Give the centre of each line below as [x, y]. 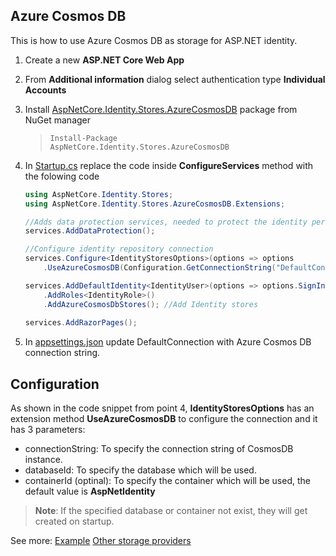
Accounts [45, 90]
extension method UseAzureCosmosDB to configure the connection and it [164, 419]
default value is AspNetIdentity [90, 491]
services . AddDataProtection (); [90, 231]
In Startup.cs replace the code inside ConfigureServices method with [169, 165]
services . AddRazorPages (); [81, 323]
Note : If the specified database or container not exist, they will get [171, 511]
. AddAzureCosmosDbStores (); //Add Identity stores [151, 304]
